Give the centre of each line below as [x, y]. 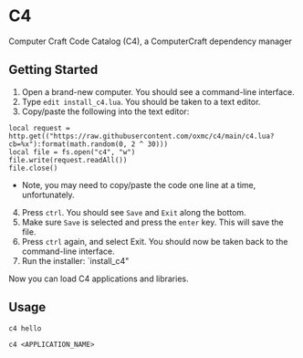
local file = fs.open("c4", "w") [72, 152]
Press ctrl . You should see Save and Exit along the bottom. [134, 212]
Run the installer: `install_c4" [75, 260]
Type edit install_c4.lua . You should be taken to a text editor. [141, 101]
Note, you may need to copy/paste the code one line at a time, [139, 184]
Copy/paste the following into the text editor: [105, 111]
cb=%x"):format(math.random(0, [68, 144]
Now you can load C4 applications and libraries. [99, 279]
